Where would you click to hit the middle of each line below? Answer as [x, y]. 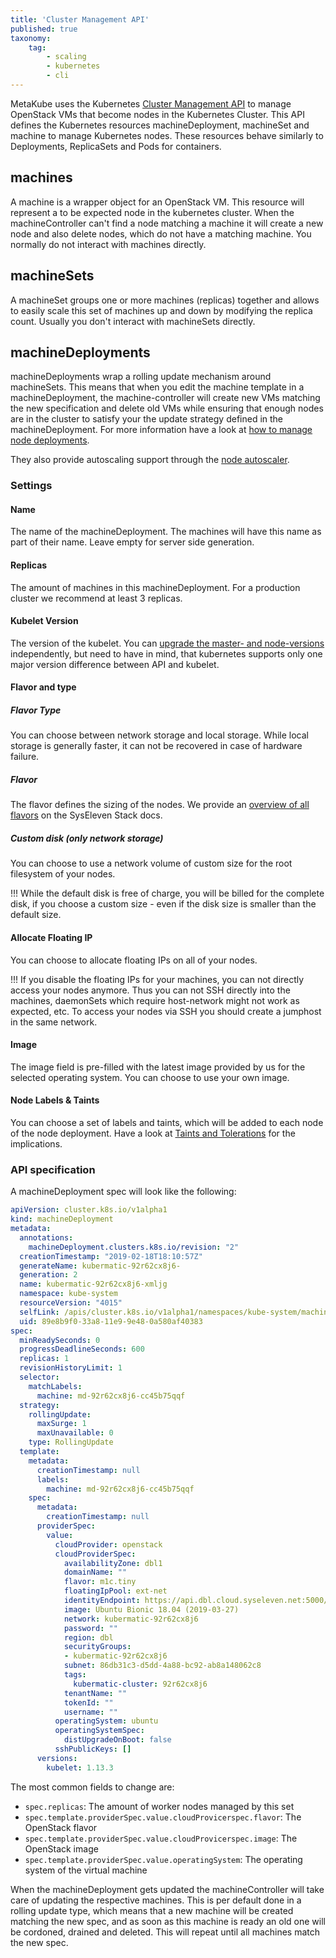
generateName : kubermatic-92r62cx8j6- [100, 1266]
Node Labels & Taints [55, 1100]
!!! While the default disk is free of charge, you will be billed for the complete [167, 893]
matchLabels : [55, 1386]
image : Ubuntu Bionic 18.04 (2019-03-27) [151, 1609]
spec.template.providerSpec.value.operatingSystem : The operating [163, 1859]
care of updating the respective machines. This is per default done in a [156, 1900]
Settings [31, 486]
